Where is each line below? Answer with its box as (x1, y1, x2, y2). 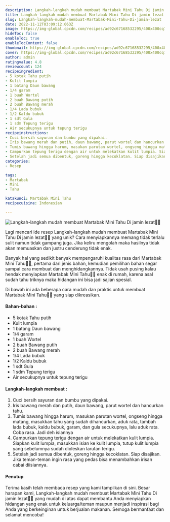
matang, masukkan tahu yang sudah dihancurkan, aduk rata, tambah (12, 419, 156, 425)
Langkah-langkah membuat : (5, 386, 67, 392)
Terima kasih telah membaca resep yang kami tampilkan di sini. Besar (5, 485, 150, 491)
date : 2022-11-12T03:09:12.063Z (5, 21, 73, 27)
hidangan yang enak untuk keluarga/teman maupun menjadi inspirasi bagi (5, 501, 159, 507)
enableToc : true (5, 36, 39, 41)
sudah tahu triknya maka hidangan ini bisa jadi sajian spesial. (5, 277, 133, 283)
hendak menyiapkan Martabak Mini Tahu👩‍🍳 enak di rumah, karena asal (5, 271, 153, 277)
